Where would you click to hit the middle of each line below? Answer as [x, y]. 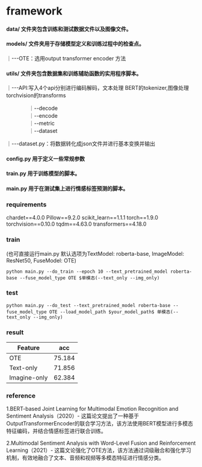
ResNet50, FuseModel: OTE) [41, 260]
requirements [26, 205]
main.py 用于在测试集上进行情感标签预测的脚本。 [67, 188]
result [15, 332]
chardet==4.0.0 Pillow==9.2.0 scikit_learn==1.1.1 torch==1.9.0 [82, 218]
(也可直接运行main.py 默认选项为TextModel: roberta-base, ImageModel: [95, 253]
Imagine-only [29, 378]
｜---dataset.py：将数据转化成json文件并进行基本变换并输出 [81, 144]
